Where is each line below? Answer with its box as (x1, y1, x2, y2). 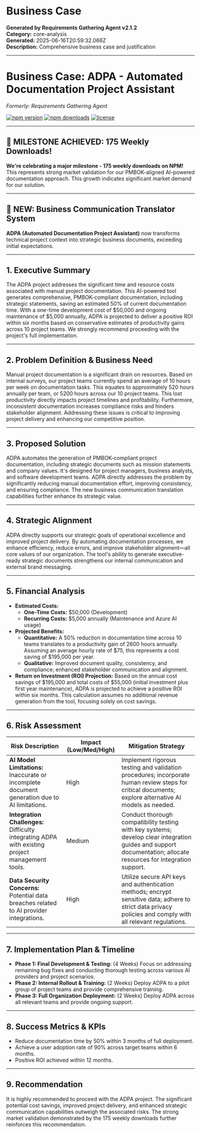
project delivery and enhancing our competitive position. (6, 415, 145, 423)
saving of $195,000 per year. (23, 653, 95, 660)
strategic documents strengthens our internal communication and (22, 557, 184, 564)
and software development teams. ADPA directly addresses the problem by (6, 473, 191, 481)
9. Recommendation (6, 1080, 83, 1090)
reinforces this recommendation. (6, 1120, 87, 1128)
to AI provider (9, 907, 48, 915)
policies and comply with (121, 910, 191, 919)
